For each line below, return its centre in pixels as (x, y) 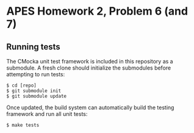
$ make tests (23, 125)
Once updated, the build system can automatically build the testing (90, 107)
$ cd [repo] (21, 85)
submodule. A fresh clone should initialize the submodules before (89, 68)
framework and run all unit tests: (47, 114)
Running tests (34, 47)
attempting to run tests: (36, 74)
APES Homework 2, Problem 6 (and (97, 11)
